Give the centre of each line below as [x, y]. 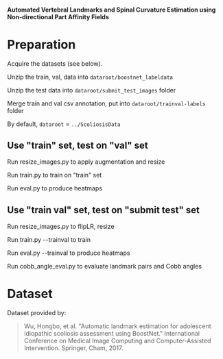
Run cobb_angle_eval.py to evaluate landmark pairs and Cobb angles [105, 267]
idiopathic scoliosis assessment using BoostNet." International [112, 334]
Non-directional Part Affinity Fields [58, 16]
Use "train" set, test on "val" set [78, 145]
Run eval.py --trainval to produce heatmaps [69, 253]
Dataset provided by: [37, 313]
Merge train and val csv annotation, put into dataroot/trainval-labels [106, 103]
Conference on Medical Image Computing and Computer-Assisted [117, 341]
